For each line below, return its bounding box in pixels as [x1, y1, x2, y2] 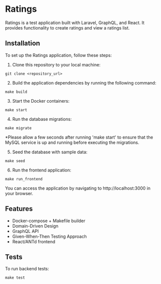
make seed [5, 158, 26, 163]
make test [5, 275, 26, 281]
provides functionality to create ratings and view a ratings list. [5, 25, 130, 30]
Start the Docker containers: [12, 98, 70, 104]
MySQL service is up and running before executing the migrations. [5, 139, 139, 145]
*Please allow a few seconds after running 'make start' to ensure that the [5, 134, 154, 140]
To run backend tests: [5, 266, 49, 272]
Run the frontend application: [12, 167, 71, 173]
